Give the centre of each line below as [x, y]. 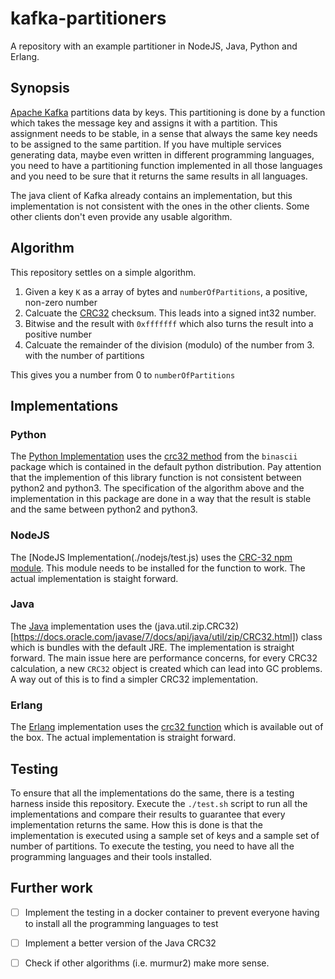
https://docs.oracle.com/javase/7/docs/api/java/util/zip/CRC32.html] [154, 636]
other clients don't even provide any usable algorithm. [121, 216]
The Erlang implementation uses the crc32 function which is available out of [167, 727]
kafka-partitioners [88, 18]
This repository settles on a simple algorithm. [103, 272]
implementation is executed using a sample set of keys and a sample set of [165, 835]
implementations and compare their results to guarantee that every [148, 814]
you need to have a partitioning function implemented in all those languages [166, 165]
